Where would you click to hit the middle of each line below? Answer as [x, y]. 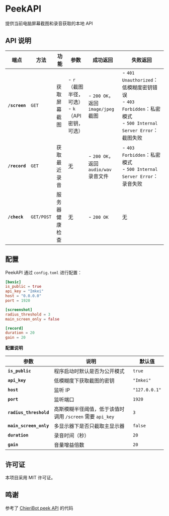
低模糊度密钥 [137, 87]
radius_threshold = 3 [28, 314]
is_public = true [23, 287]
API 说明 [18, 41]
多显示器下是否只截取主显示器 [89, 426]
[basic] [13, 282]
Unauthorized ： [140, 80]
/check [16, 217]
